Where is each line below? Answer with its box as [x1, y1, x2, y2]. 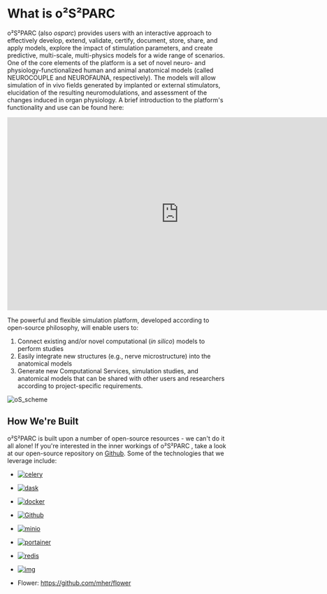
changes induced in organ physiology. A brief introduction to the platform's [7, 95, 224, 104]
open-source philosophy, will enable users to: [7, 323, 138, 331]
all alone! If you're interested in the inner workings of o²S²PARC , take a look [7, 441, 226, 450]
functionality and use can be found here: [7, 103, 124, 111]
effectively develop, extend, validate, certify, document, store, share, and [7, 36, 218, 44]
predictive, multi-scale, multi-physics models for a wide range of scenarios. [7, 51, 225, 60]
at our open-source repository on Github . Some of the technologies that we [7, 449, 225, 457]
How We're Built [7, 415, 79, 427]
